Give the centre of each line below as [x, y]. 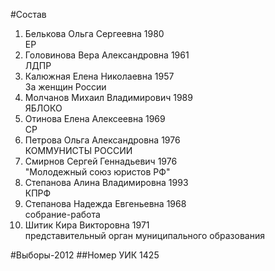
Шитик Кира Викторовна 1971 [87, 225]
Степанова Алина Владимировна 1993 [106, 182]
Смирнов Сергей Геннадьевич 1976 [101, 161]
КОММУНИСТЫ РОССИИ [78, 150]
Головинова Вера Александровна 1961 [107, 55]
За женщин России [65, 87]
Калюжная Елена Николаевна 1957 [99, 76]
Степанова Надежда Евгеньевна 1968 [105, 203]
